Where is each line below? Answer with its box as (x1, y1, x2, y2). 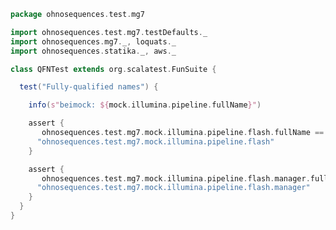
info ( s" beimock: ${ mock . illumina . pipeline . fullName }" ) (28, 100, 262, 110)
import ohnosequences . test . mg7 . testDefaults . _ (10, 27, 208, 37)
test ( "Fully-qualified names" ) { (19, 82, 159, 92)
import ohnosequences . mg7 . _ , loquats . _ (10, 36, 177, 47)
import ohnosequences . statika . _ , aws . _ (10, 46, 177, 56)
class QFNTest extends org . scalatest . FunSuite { (10, 64, 217, 74)
